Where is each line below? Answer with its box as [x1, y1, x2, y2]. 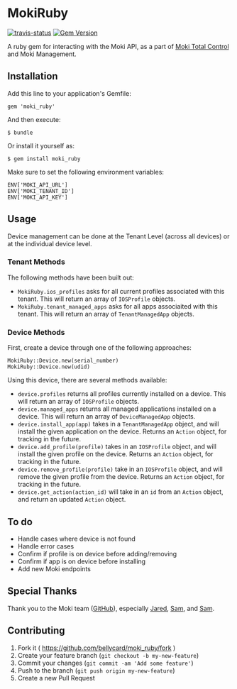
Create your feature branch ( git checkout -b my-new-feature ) [17, 651, 199, 659]
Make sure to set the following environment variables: [7, 167, 165, 176]
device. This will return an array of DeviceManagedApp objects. [17, 412, 196, 421]
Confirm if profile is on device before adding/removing [17, 549, 177, 558]
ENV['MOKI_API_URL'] [7, 181, 69, 189]
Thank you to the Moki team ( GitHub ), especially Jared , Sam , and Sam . [7, 604, 215, 612]
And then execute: [7, 115, 61, 123]
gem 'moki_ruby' [7, 103, 55, 110]
